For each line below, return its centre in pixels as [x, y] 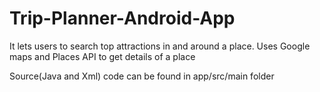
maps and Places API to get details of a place [102, 56]
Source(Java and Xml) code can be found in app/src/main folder [142, 76]
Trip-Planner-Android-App [122, 18]
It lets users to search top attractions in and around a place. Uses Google [160, 46]
